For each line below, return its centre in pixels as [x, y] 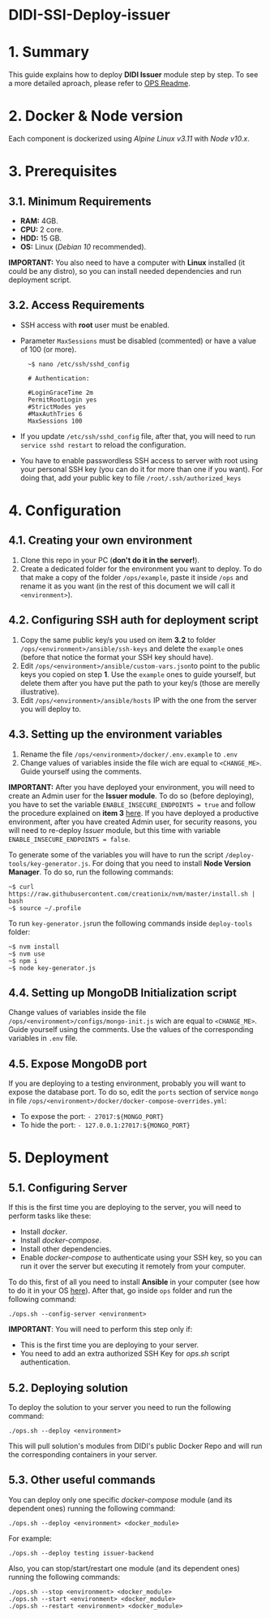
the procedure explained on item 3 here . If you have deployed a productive [134, 813]
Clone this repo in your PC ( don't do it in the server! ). [110, 560]
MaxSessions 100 [55, 421]
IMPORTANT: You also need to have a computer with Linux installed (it [127, 262]
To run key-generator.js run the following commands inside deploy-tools [131, 923]
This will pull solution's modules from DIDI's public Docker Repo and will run [135, 1446]
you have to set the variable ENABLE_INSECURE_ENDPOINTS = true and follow [132, 804]
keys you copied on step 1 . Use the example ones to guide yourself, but [138, 674]
